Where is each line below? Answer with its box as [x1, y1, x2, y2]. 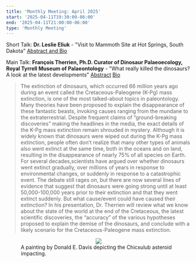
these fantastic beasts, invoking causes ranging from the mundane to [20, 108, 189, 115]
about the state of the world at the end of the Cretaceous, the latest [20, 208, 184, 215]
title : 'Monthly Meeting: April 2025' [6, 8, 101, 15]
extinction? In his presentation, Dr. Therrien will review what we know [20, 201, 188, 209]
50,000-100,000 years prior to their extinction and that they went [20, 189, 178, 196]
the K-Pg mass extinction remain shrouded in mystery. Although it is [20, 126, 185, 134]
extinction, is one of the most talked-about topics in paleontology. [20, 95, 180, 102]
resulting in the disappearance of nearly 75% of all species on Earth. [20, 151, 187, 159]
